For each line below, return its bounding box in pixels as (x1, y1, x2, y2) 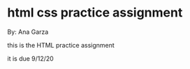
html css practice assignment (7, 5, 183, 21)
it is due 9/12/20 (7, 54, 54, 63)
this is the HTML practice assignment (7, 41, 115, 49)
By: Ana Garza (7, 28, 49, 36)
